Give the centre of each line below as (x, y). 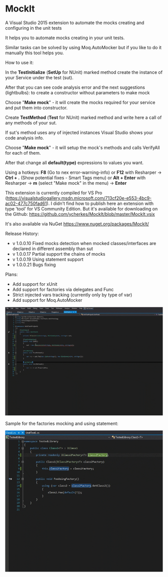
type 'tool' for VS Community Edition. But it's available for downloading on (81, 208)
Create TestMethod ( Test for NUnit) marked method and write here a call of (83, 117)
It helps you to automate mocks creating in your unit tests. (65, 38)
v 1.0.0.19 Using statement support (48, 259)
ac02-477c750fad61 (26, 203)
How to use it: (19, 62)
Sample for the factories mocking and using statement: (62, 423)
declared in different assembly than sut (53, 249)
